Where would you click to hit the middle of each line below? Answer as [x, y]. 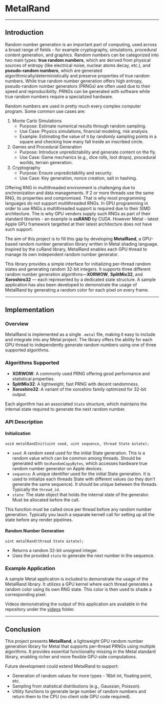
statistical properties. [33, 378]
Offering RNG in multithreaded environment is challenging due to [70, 187]
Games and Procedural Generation [47, 147]
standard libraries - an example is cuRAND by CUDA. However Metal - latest [82, 219]
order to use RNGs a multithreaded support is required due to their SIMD [78, 208]
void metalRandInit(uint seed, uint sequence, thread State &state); [77, 444]
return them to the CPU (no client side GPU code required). [72, 697]
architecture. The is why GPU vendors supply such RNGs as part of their [78, 213]
